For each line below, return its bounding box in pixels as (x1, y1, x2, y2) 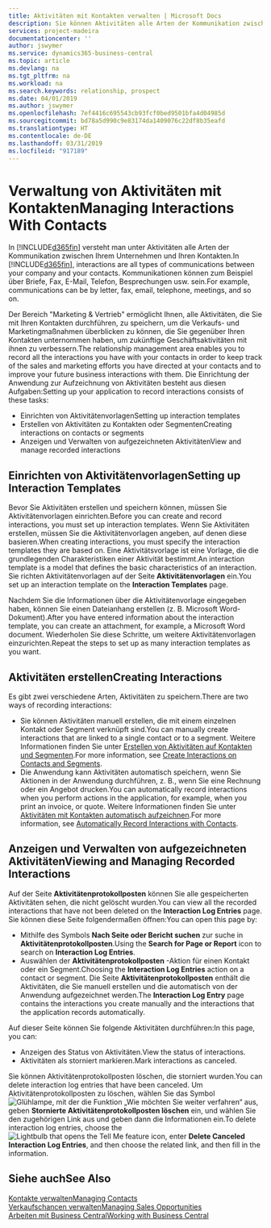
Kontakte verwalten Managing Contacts (8, 1193, 138, 1203)
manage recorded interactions (19, 445, 121, 455)
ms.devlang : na (8, 65, 60, 73)
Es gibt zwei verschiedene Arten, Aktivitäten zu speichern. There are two (8, 691, 248, 701)
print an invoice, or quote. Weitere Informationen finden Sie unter (19, 801, 236, 811)
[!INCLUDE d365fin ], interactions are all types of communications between (8, 260, 256, 269)
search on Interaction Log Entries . (19, 947, 135, 957)
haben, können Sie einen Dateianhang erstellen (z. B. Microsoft (8, 604, 218, 614)
